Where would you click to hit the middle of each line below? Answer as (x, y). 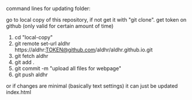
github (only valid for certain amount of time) (60, 26)
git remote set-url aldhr (42, 44)
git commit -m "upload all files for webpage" (68, 68)
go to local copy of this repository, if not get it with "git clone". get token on (96, 20)
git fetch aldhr (31, 56)
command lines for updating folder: (48, 8)
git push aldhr (31, 75)
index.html (19, 92)
